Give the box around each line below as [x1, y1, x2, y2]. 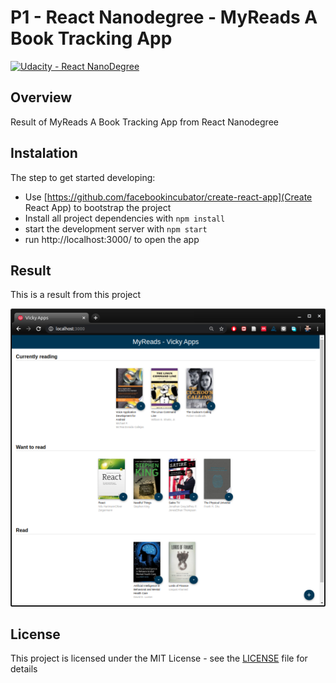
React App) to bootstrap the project [24, 201, 172, 213]
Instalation [10, 145, 78, 162]
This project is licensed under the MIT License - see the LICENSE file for [10, 652, 308, 665]
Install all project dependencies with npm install [24, 212, 226, 224]
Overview [10, 89, 73, 106]
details [10, 663, 38, 675]
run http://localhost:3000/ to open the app [24, 233, 200, 245]
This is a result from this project [10, 289, 142, 301]
